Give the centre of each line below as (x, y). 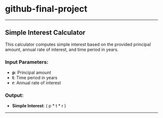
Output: (14, 95)
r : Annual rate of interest (36, 83)
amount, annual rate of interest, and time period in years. (62, 49)
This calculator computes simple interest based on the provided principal (78, 44)
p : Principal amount (32, 73)
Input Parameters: (27, 62)
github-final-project (46, 9)
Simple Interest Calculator (45, 33)
